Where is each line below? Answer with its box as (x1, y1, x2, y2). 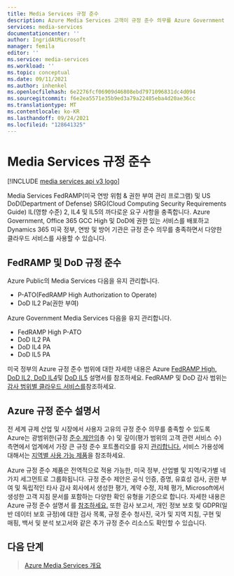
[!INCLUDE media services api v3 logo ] (7, 177, 121, 186)
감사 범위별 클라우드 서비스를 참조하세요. (7, 382, 116, 391)
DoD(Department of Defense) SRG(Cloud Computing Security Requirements (7, 199, 226, 208)
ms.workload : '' (7, 62, 55, 69)
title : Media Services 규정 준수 (7, 10, 99, 18)
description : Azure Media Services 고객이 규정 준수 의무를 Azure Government (7, 17, 225, 24)
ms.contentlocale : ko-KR (7, 108, 80, 115)
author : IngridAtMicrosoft (7, 36, 86, 43)
